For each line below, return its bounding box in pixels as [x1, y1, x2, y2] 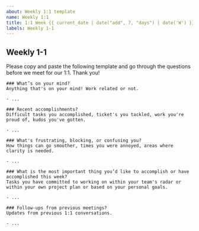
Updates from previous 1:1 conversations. [6, 210, 113, 216]
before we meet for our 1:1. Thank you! [6, 69, 100, 76]
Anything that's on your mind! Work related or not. [6, 86, 139, 92]
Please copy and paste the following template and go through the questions [6, 63, 191, 70]
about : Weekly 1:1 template [6, 8, 76, 15]
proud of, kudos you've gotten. [6, 117, 86, 123]
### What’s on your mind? [6, 81, 70, 86]
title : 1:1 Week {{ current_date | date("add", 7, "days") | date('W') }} [6, 20, 195, 25]
